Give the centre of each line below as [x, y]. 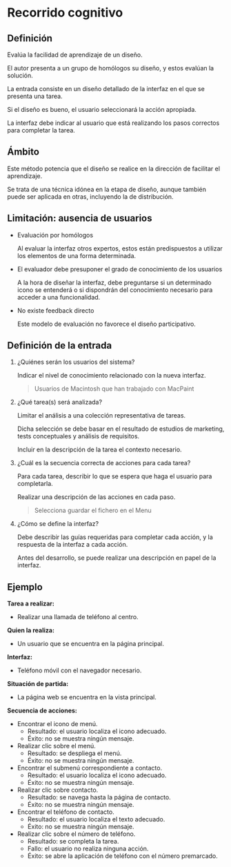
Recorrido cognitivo [65, 13]
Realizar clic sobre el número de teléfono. [76, 834]
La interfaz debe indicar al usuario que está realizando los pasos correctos [113, 123]
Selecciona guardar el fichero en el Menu [93, 510]
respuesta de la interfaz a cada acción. [72, 545]
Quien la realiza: [31, 630]
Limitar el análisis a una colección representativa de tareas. [101, 416]
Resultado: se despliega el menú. [74, 753]
